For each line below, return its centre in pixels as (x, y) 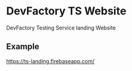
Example (23, 47)
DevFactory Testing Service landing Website (61, 28)
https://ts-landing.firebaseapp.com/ (50, 61)
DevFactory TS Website (66, 11)
